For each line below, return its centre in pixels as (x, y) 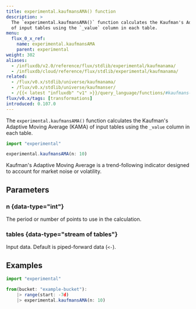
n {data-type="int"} (35, 206)
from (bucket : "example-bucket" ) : (47, 289)
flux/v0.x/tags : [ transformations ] (49, 98)
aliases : (17, 60)
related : (17, 77)
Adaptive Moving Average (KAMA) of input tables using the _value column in (98, 127)
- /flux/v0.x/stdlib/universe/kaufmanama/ (64, 82)
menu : (13, 33)
